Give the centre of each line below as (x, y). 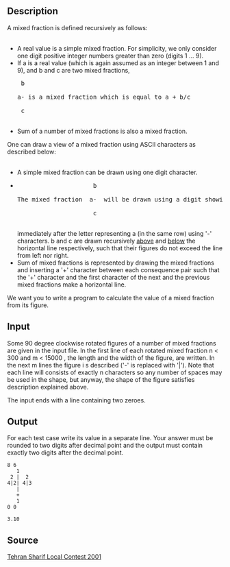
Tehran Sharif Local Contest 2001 (54, 557)
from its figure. (28, 305)
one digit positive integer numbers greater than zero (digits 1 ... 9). (110, 56)
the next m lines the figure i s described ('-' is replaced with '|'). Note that (111, 365)
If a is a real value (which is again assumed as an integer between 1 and (118, 63)
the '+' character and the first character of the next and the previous (113, 277)
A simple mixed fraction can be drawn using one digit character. (107, 172)
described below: (31, 152)
